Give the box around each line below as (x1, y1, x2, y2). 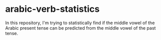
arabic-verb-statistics (5, 3, 100, 15)
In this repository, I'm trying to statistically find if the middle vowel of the (5, 20, 155, 26)
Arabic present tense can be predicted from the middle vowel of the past (5, 25, 156, 31)
